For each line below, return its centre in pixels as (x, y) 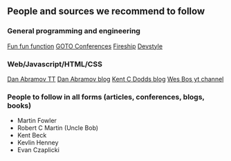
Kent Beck (32, 135)
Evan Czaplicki (38, 150)
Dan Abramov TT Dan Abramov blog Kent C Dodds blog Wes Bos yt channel (115, 79)
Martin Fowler (37, 121)
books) (19, 105)
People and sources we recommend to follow (106, 11)
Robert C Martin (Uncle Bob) (58, 128)
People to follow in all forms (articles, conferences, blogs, (106, 97)
